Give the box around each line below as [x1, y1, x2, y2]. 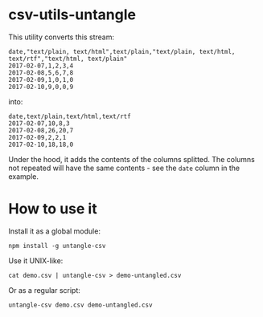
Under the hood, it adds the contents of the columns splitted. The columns [8, 154, 255, 164]
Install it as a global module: [8, 226, 101, 236]
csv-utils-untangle [8, 6, 137, 24]
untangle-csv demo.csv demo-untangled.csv [8, 301, 153, 309]
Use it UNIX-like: [8, 255, 64, 266]
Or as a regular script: [8, 285, 80, 295]
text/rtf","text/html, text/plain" [8, 55, 128, 63]
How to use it [8, 200, 98, 218]
